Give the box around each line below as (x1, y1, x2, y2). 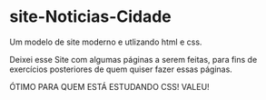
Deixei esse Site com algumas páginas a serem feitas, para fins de (9, 54, 258, 65)
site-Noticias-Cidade (9, 6, 172, 27)
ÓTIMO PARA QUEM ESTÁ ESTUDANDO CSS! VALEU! (9, 81, 211, 92)
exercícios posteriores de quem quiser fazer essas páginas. (9, 64, 233, 75)
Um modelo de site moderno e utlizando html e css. (9, 36, 202, 47)
